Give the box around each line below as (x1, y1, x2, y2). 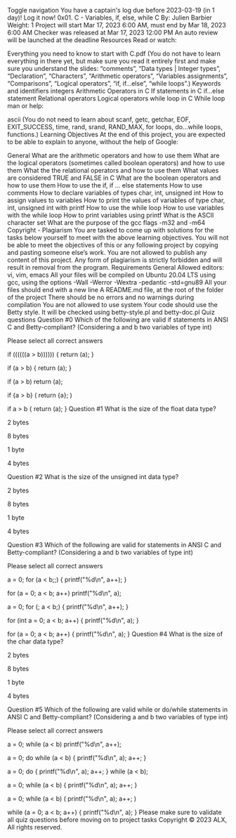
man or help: (7, 102, 44, 110)
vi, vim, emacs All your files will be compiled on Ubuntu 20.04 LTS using (7, 270, 216, 279)
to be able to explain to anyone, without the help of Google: (7, 138, 179, 146)
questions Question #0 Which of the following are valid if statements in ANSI (7, 315, 228, 324)
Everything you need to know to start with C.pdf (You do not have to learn (7, 49, 221, 58)
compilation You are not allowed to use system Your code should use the (7, 301, 218, 308)
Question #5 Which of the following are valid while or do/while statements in (7, 705, 228, 714)
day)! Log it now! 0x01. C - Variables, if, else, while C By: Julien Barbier (7, 13, 213, 22)
